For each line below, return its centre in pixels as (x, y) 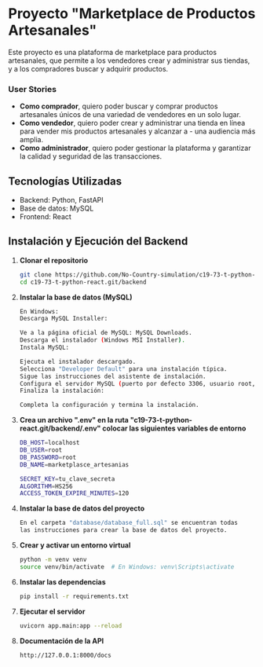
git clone (36, 275)
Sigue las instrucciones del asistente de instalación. (113, 376)
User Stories (33, 89)
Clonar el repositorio (54, 260)
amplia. (31, 140)
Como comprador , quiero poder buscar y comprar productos (119, 106)
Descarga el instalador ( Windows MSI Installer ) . (102, 340)
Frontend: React (46, 217)
